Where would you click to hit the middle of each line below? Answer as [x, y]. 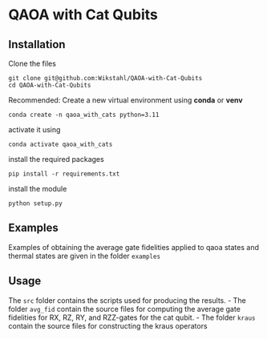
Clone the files [32, 63]
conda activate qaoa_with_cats [61, 144]
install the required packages [56, 159]
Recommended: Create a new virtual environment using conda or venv [125, 100]
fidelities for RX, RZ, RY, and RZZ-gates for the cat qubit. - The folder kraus [132, 317]
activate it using [34, 129]
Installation [37, 44]
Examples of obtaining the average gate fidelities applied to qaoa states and [133, 247]
